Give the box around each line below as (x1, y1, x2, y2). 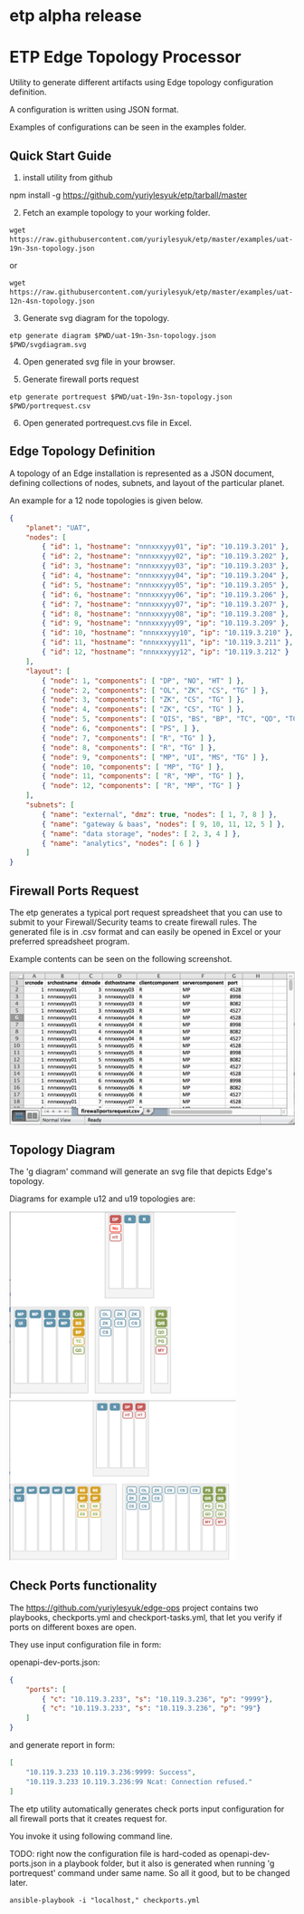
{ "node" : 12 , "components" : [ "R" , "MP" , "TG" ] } (42, 782, 242, 791)
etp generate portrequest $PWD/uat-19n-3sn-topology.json (9, 392, 233, 402)
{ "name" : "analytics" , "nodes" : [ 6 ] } (42, 839, 201, 848)
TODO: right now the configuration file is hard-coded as (9, 1848, 217, 1859)
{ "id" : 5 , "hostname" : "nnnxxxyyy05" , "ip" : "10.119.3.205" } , (42, 580, 290, 589)
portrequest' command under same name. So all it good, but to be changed (9, 1867, 290, 1878)
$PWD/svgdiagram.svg (9, 340, 88, 349)
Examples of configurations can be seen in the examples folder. (9, 121, 247, 132)
